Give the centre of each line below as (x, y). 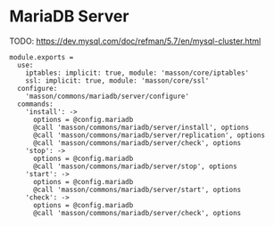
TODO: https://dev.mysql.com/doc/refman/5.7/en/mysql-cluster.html (135, 41)
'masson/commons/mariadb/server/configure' (108, 96)
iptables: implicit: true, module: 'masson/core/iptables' (137, 73)
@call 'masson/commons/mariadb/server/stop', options (135, 166)
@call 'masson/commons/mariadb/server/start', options (137, 190)
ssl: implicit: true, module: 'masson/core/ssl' (117, 81)
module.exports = (42, 57)
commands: (35, 104)
